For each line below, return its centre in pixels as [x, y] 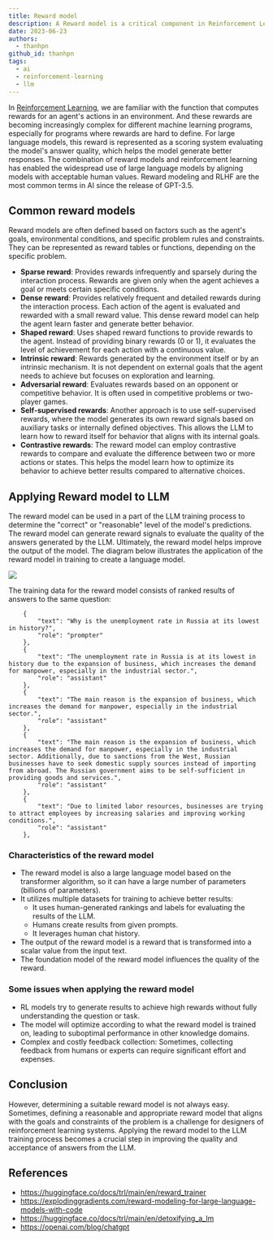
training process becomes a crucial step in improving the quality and [123, 1139]
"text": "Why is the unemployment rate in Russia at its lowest [149, 621]
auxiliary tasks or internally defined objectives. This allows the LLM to [136, 427]
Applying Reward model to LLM [89, 496]
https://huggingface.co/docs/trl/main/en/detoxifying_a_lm [117, 1219]
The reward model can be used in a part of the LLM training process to [127, 516]
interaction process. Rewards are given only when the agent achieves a [140, 281]
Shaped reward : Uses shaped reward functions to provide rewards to [136, 333]
